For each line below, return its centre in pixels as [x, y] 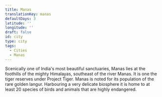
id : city [14, 37]
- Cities [18, 50]
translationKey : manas [28, 14]
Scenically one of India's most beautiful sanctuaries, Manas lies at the [75, 69]
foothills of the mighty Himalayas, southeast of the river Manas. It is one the [81, 74]
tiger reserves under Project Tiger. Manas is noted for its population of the [80, 79]
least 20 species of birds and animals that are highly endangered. [71, 89]
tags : [10, 46]
